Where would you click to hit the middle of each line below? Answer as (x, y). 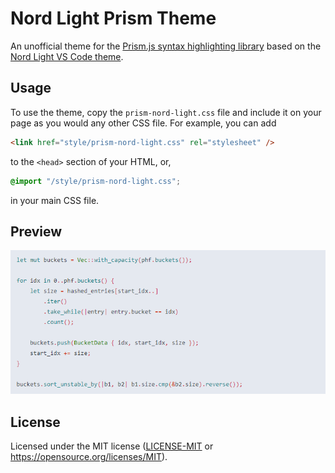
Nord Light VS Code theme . (67, 56)
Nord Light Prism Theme (113, 18)
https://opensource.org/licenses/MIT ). (89, 457)
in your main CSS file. (55, 200)
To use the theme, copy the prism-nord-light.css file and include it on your (166, 112)
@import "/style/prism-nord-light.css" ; (96, 181)
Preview (36, 231)
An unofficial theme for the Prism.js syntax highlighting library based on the (166, 46)
